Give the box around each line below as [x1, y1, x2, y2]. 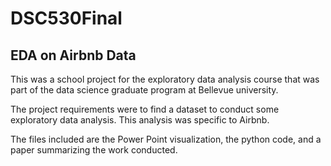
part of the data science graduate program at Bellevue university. [10, 84, 279, 96]
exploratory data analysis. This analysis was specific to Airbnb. [10, 114, 270, 126]
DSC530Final [10, 7, 123, 30]
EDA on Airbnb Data [10, 47, 137, 64]
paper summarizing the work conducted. [10, 144, 178, 156]
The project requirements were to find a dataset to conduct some [10, 103, 280, 115]
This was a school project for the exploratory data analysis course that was [10, 73, 320, 85]
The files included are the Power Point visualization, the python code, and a [10, 133, 322, 145]
